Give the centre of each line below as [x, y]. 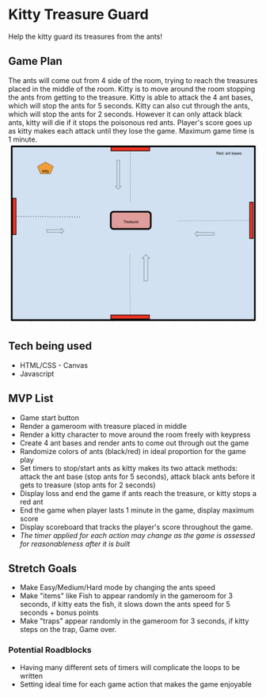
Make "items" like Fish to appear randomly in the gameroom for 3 [126, 596]
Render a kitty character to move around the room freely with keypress [135, 434]
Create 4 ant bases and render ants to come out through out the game [134, 443]
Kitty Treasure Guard [78, 15]
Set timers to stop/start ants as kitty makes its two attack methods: [129, 468]
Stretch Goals [43, 568]
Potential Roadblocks [50, 650]
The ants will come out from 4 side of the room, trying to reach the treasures [133, 80]
